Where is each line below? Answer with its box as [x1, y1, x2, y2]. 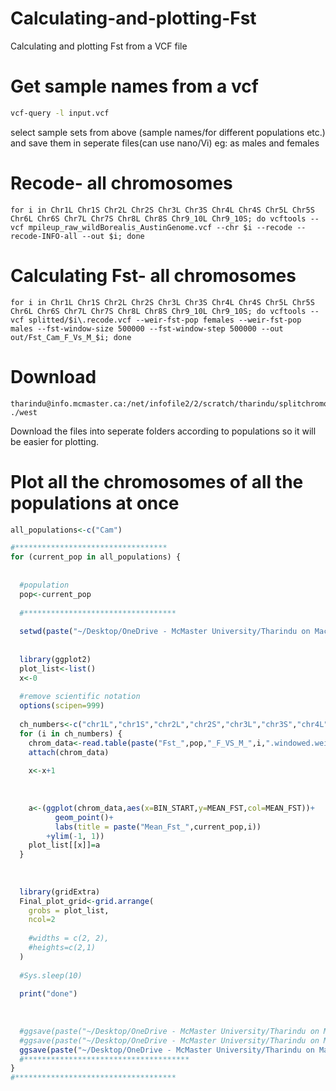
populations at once [10, 492, 180, 514]
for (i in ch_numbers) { [19, 728, 123, 739]
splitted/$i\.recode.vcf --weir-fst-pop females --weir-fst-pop [28, 315, 302, 325]
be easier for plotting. [10, 435, 100, 447]
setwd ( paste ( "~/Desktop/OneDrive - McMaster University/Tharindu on [19, 627, 311, 637]
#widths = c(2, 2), [28, 933, 110, 944]
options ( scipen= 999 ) [19, 701, 105, 711]
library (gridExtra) [19, 887, 101, 897]
